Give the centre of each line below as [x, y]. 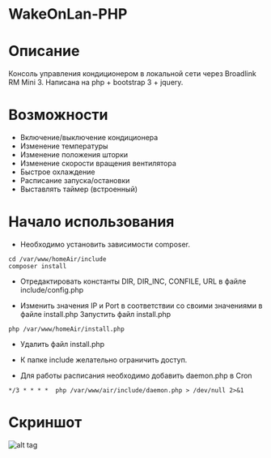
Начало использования [91, 222]
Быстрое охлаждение [57, 172]
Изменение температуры [64, 146]
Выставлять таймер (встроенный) [79, 189]
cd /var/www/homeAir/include [57, 259]
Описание [44, 51]
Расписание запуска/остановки [75, 181]
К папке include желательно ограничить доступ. [104, 360]
